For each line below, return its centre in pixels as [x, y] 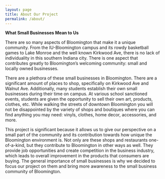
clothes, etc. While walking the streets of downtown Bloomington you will [79, 105]
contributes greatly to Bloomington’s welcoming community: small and [76, 63]
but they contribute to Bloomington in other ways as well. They [90, 145]
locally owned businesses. [32, 69]
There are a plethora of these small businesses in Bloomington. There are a [81, 78]
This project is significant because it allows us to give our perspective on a [81, 130]
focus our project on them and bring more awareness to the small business [81, 166]
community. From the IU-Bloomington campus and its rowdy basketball [77, 48]
